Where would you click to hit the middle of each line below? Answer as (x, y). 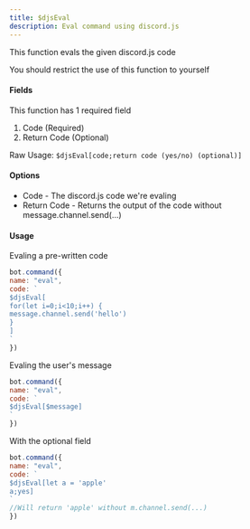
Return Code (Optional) (65, 137)
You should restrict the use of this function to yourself (110, 70)
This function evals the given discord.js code (93, 52)
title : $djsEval (40, 18)
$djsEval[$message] (46, 407)
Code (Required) (53, 128)
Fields (21, 90)
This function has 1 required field (70, 110)
